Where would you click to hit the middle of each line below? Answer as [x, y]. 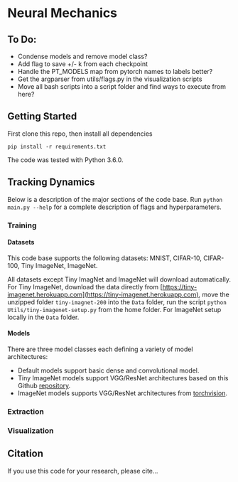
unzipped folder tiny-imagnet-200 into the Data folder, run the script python [117, 302]
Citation [26, 454]
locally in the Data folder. [43, 317]
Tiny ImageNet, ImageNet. [59, 265]
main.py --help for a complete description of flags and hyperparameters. [114, 207]
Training [22, 225]
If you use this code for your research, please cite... [83, 471]
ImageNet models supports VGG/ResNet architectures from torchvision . [123, 393]
